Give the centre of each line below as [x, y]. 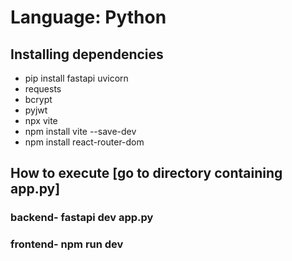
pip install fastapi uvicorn [76, 78]
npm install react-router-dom [84, 142]
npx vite [41, 120]
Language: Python [88, 17]
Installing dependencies [87, 54]
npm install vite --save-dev [80, 131]
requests [43, 89]
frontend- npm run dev [67, 244]
